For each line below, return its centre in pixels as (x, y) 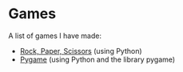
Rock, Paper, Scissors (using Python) (81, 51)
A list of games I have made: (55, 36)
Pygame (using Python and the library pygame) (97, 59)
